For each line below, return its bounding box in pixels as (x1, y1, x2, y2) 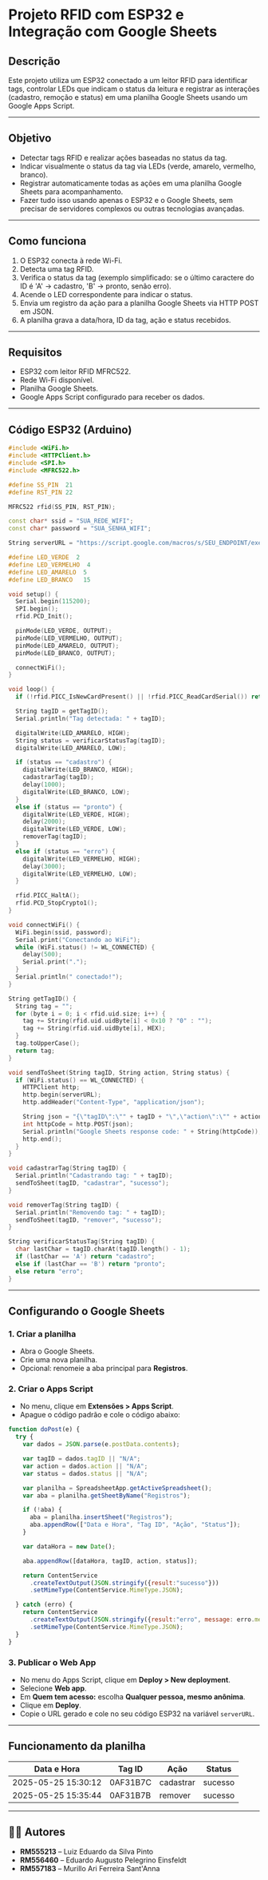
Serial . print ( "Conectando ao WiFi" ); (15, 936, 141, 944)
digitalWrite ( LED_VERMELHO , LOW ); (22, 869, 137, 878)
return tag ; (15, 1047, 56, 1055)
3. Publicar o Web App (8, 1656, 97, 1667)
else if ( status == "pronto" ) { (15, 803, 124, 811)
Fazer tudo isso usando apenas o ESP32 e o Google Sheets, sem (19, 195, 234, 205)
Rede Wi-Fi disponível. (19, 376, 94, 385)
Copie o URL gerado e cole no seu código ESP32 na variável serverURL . (19, 1708, 255, 1719)
